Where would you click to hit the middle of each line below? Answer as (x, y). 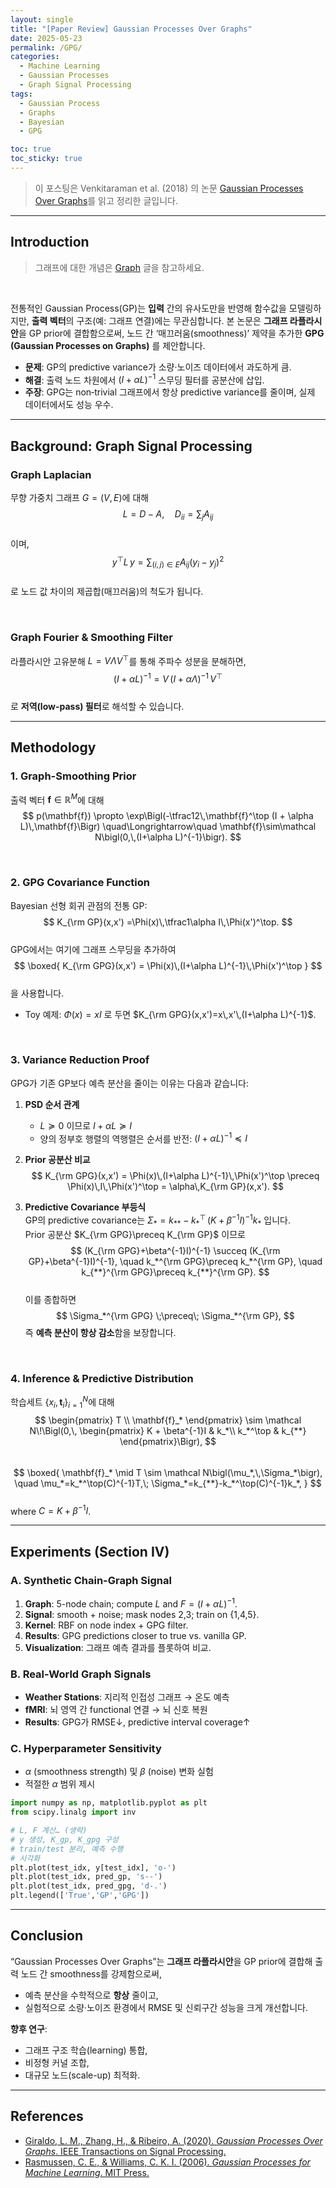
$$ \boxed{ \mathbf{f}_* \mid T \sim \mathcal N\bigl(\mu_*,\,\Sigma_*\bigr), (168, 1472)
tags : (21, 94)
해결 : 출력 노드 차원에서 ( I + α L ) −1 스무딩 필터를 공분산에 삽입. (144, 379)
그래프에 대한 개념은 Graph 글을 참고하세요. (119, 267)
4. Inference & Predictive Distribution (102, 1378)
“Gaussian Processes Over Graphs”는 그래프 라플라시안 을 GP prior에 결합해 (161, 1961)
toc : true (31, 149)
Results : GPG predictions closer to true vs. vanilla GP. (135, 1635)
